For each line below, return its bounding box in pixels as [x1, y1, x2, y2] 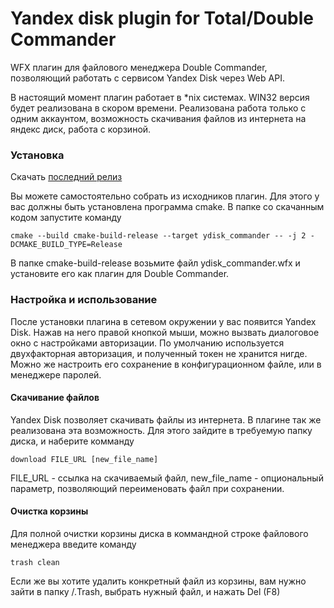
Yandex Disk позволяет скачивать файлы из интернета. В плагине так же [10, 413, 322, 426]
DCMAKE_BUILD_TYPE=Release [10, 240, 123, 250]
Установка [10, 148, 65, 162]
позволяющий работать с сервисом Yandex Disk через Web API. [10, 72, 285, 84]
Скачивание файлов [10, 392, 100, 404]
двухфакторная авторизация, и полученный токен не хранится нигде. [10, 347, 308, 359]
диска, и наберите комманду [10, 435, 135, 447]
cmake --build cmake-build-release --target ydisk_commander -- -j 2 [10, 231, 307, 241]
